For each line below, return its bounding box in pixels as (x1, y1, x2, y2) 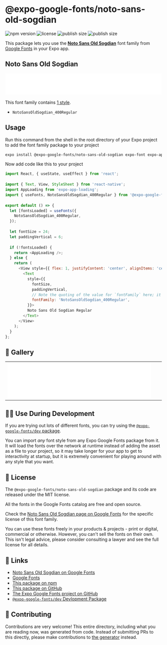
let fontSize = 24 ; (9, 229, 50, 234)
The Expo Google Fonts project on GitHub (12, 590, 98, 596)
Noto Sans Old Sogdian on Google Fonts (12, 569, 95, 575)
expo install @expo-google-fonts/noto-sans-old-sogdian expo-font (5, 152, 146, 157)
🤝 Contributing (5, 610, 52, 619)
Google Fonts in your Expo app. (5, 45, 70, 51)
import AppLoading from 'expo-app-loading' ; (5, 187, 99, 192)
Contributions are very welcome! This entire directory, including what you (5, 624, 156, 630)
